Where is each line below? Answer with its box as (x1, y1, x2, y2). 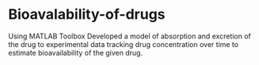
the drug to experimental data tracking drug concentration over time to (8, 39, 239, 49)
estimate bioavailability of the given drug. (8, 48, 143, 57)
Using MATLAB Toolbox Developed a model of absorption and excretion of (8, 31, 252, 41)
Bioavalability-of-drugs (8, 5, 166, 23)
